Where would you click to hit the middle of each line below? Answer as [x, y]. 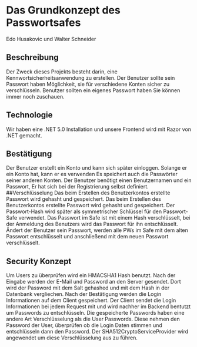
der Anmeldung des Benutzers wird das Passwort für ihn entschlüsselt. [92, 224]
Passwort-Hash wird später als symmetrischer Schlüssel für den [84, 211]
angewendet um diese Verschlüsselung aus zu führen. [72, 338]
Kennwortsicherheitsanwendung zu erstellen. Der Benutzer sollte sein [91, 78]
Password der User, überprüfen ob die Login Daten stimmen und [84, 325]
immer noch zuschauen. [35, 96]
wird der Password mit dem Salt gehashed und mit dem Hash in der [88, 288]
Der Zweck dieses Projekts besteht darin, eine [62, 72]
